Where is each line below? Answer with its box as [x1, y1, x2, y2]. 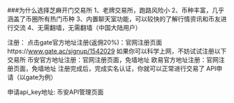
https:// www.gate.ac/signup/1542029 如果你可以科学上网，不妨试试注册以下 [7, 47, 227, 55]
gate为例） [25, 73, 57, 81]
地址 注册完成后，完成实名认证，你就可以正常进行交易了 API [43, 65, 217, 72]
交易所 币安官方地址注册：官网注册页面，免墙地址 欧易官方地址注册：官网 [7, 56, 219, 64]
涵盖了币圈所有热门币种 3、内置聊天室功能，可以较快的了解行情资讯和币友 [7, 15, 221, 23]
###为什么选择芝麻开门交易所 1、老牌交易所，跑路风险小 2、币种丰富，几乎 [7, 6, 225, 14]
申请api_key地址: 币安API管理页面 [7, 88, 104, 96]
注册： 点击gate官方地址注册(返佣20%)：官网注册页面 [7, 38, 163, 47]
